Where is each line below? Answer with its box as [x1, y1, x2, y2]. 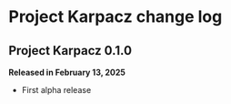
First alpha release [21, 85, 92, 95]
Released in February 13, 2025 [8, 67, 126, 78]
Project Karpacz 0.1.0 [8, 43, 133, 58]
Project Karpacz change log [8, 6, 223, 27]
